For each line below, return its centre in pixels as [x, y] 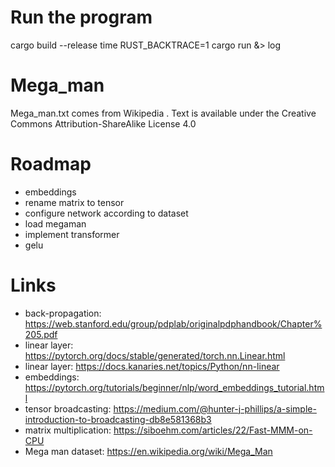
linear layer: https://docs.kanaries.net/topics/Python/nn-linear [152, 366]
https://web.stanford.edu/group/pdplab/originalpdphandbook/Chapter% [173, 323]
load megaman [55, 223]
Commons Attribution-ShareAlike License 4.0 [103, 123]
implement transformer [72, 234]
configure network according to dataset [106, 213]
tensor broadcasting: [68, 408]
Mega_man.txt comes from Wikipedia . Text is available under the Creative [163, 113]
